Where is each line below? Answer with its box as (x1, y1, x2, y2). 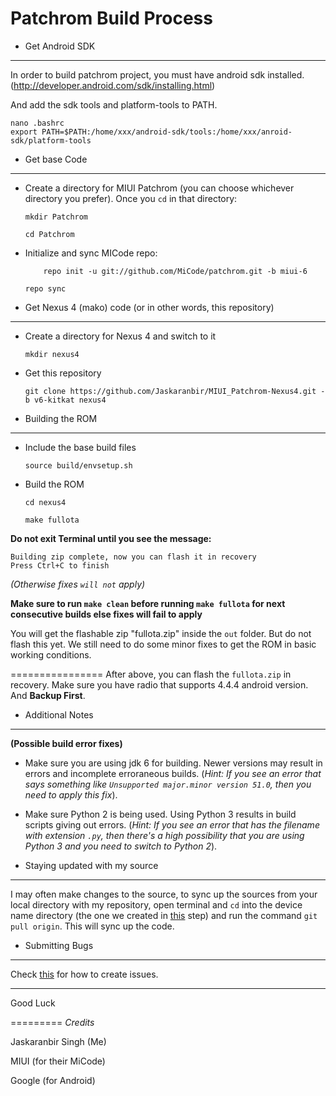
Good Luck (10, 997, 56, 1009)
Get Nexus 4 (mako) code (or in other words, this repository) (24, 301, 275, 313)
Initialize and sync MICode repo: (24, 247, 158, 259)
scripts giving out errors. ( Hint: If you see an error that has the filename (24, 818, 320, 831)
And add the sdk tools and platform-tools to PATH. (10, 98, 218, 111)
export (10, 127, 38, 137)
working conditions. (10, 648, 92, 661)
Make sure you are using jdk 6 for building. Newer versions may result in (24, 757, 323, 769)
